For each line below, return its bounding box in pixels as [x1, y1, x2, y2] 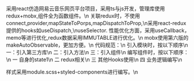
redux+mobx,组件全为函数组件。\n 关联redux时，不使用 [6, 12, 140, 19]
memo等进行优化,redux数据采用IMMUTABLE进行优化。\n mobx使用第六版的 [6, 34, 189, 41]
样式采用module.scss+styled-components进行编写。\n [6, 69, 138, 75]
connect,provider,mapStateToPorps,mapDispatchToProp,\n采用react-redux [6, 20, 186, 26]
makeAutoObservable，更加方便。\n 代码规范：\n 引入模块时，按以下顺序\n [6, 41, 188, 48]
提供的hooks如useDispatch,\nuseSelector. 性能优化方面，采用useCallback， [6, 27, 190, 34]
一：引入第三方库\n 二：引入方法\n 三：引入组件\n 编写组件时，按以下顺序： [6, 49, 189, 55]
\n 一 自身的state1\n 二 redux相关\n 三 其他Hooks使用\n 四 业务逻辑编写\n [6, 56, 182, 63]
